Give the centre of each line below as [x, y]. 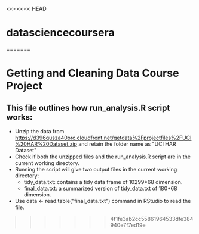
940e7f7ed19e [128, 225]
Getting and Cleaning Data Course [93, 73]
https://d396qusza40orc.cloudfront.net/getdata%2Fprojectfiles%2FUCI [103, 138]
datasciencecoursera [60, 33]
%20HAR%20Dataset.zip [46, 144]
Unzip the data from [39, 131]
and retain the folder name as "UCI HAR [127, 144]
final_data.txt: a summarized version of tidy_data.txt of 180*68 [100, 188]
